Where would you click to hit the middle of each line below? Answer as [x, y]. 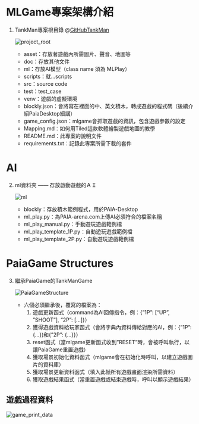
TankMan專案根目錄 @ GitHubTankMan [62, 30]
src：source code [45, 83]
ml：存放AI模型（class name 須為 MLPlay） [77, 68]
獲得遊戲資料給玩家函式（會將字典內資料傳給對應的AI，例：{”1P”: [112, 327]
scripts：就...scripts [48, 76]
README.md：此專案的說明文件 [63, 136]
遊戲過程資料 [30, 400]
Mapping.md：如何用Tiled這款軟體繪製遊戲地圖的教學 [89, 128]
